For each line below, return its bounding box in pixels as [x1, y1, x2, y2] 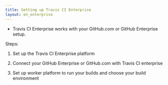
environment [12, 75, 39, 81]
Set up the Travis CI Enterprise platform [12, 50, 95, 56]
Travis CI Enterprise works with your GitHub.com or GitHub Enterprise [12, 25, 158, 31]
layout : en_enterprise [5, 12, 53, 17]
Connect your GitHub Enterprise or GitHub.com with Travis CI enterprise [12, 60, 163, 66]
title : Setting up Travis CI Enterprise [5, 7, 92, 12]
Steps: [5, 40, 19, 46]
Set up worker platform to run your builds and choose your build [12, 69, 146, 75]
